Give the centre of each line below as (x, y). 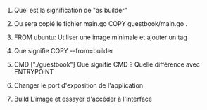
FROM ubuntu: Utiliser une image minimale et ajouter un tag (101, 37)
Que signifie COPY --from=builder (64, 51)
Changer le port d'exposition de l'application (78, 85)
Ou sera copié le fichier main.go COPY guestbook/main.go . (101, 23)
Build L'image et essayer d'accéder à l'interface (83, 99)
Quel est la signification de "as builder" (71, 10)
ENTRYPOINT (34, 72)
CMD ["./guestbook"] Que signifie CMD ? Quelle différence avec (107, 64)
